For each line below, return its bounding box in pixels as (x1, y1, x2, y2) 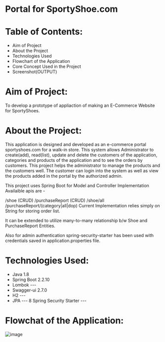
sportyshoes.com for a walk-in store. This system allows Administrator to (5, 147, 154, 152)
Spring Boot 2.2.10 (12, 276, 50, 283)
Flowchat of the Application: (5, 315, 124, 326)
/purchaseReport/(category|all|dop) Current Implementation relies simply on (5, 203, 160, 208)
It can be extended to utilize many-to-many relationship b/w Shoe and (5, 218, 148, 223)
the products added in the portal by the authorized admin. (5, 173, 123, 179)
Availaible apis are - (5, 188, 45, 194)
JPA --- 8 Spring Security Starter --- (12, 297, 87, 303)
